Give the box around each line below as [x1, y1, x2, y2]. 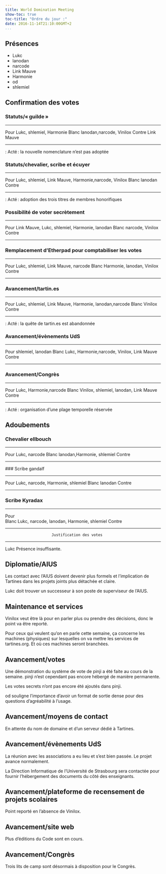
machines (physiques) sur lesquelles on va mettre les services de [5, 636, 138, 642]
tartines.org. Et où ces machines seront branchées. [5, 641, 110, 647]
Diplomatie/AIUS [5, 560, 58, 568]
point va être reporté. [5, 621, 48, 627]
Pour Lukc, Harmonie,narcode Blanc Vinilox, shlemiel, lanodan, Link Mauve [5, 387, 157, 393]
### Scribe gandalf [5, 466, 44, 472]
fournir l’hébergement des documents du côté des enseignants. [5, 773, 135, 779]
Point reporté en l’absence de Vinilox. [5, 808, 82, 815]
